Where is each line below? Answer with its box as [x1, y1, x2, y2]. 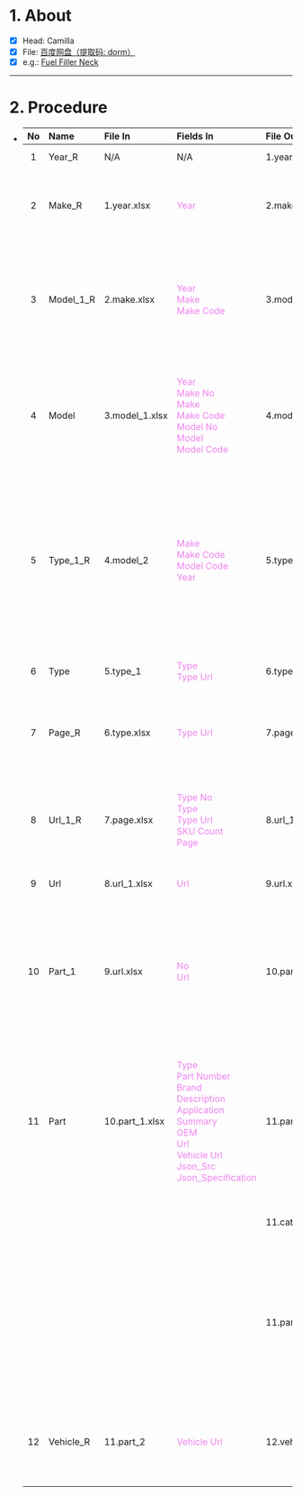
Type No [176, 790, 213, 803]
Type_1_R [48, 554, 91, 567]
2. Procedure [9, 97, 108, 118]
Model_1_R [48, 293, 96, 306]
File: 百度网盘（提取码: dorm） [22, 47, 136, 57]
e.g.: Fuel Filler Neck [22, 57, 99, 68]
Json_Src [176, 1160, 216, 1172]
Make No [176, 387, 215, 399]
